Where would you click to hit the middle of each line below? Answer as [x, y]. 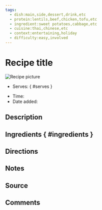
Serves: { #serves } [32, 86]
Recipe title [29, 63]
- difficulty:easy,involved [39, 38]
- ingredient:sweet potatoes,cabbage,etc [53, 24]
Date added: [25, 101]
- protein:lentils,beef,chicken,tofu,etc [53, 19]
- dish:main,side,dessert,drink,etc [48, 15]
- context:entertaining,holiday [43, 33]
